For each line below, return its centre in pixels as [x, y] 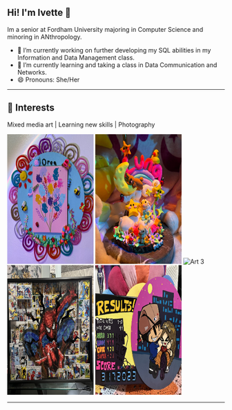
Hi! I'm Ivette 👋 [39, 13]
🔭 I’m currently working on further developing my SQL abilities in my [114, 50]
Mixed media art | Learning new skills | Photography [81, 124]
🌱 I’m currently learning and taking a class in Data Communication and [117, 65]
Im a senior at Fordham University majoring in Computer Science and [105, 29]
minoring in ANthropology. [45, 37]
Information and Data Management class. [76, 57]
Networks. [32, 72]
